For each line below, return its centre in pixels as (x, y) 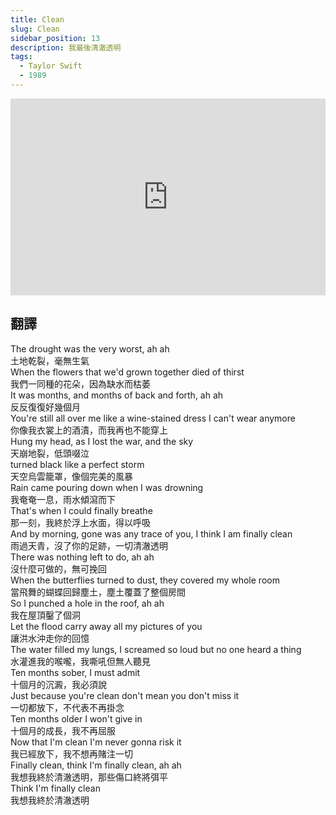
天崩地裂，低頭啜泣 (50, 453)
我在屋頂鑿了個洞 (45, 615)
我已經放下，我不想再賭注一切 (71, 753)
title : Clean (37, 19)
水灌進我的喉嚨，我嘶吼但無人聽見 (80, 661)
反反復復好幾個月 (45, 407)
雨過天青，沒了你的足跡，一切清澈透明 (89, 545)
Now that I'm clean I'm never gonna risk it (96, 742)
